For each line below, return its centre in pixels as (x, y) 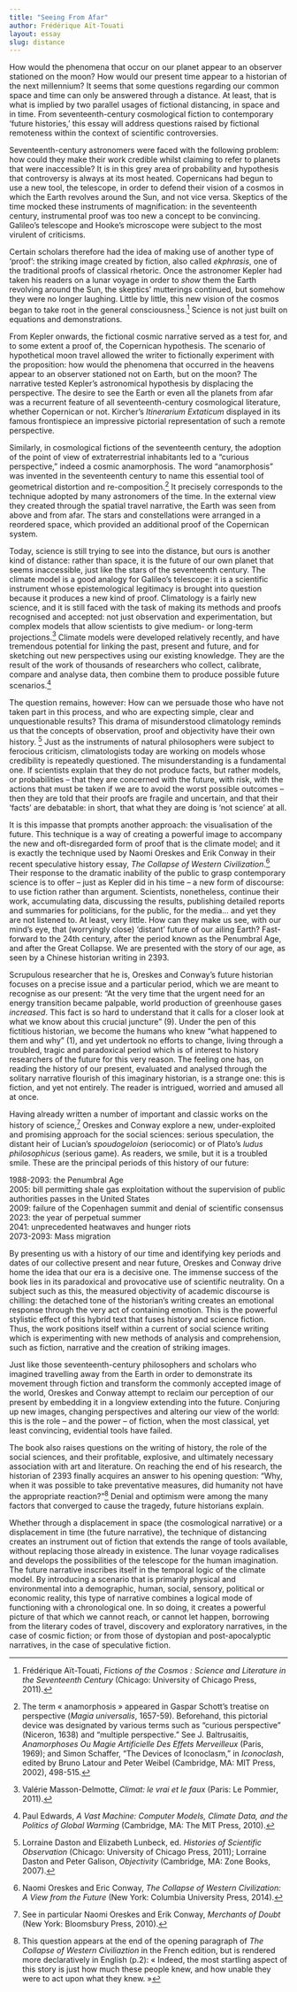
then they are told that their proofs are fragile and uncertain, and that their (144, 798)
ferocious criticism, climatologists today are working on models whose (137, 751)
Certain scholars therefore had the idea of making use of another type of (141, 252)
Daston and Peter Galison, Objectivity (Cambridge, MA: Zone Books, (146, 1861)
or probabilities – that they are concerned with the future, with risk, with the (146, 779)
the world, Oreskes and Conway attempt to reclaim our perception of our (141, 1392)
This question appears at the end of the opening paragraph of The (143, 1941)
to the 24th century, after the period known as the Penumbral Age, (160, 939)
